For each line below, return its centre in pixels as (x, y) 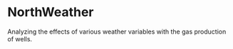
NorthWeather (51, 12)
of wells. (20, 38)
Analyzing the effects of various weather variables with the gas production (117, 31)
